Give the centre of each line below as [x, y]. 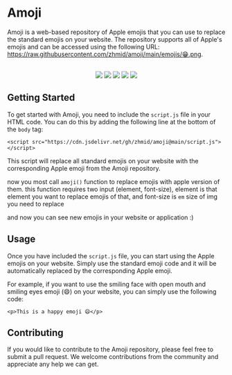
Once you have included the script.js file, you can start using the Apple [111, 256]
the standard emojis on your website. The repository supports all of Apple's [115, 39]
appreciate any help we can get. [53, 364]
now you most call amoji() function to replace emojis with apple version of [114, 181]
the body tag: [25, 129]
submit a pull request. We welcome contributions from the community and [113, 357]
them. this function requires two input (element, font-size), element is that [112, 189]
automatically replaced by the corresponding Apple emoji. [90, 270]
